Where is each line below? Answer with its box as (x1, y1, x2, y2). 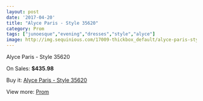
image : (6, 37, 23, 43)
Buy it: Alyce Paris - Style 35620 (6, 76, 88, 84)
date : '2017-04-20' (6, 14, 56, 20)
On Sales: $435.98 (6, 65, 54, 72)
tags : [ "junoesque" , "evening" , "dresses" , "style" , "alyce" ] (6, 31, 155, 37)
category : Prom (6, 25, 45, 32)
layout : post (6, 8, 39, 15)
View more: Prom (6, 88, 50, 95)
